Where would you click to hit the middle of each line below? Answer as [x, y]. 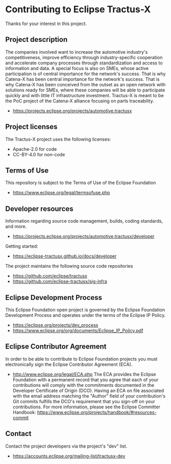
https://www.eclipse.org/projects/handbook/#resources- [97, 412]
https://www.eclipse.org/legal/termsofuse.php [61, 193]
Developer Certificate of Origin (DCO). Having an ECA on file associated [88, 390]
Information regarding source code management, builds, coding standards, [84, 221]
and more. [16, 226]
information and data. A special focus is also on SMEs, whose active [77, 68]
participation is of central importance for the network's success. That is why [86, 74]
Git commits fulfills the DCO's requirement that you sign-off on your [84, 401]
